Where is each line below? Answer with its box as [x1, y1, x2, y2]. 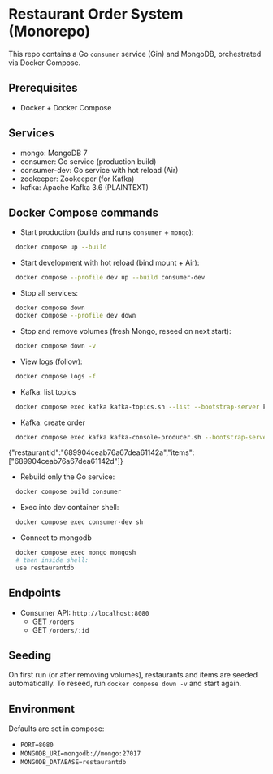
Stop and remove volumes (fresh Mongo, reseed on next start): [19, 326, 232, 335]
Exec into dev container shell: [19, 503, 119, 512]
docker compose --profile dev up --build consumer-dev [15, 274, 206, 282]
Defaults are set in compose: [8, 724, 105, 733]
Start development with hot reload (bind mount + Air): [19, 257, 200, 268]
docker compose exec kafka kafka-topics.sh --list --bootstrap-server [15, 403, 260, 411]
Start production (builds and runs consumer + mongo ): [19, 227, 194, 237]
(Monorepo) [8, 22, 91, 41]
